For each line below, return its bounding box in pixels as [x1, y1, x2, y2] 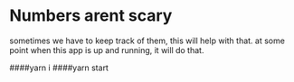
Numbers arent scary [9, 5, 173, 26]
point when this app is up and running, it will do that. [9, 44, 204, 55]
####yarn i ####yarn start [9, 62, 109, 73]
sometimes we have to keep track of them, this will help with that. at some [9, 35, 285, 46]
